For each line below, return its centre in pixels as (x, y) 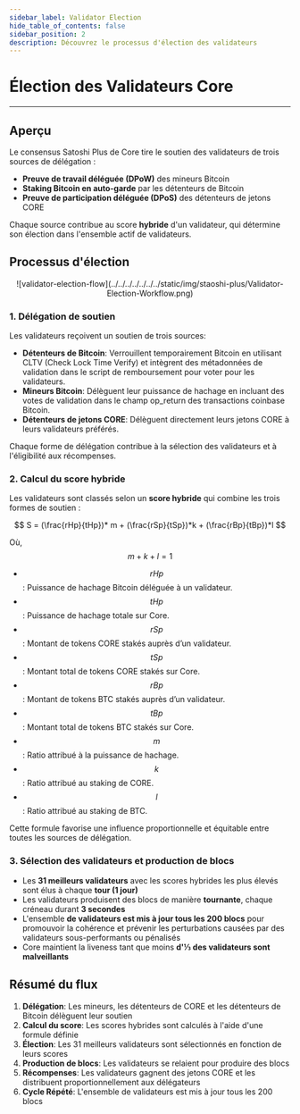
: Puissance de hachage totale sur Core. (96, 616)
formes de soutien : (45, 508)
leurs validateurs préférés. (70, 429)
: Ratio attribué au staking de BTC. (85, 811)
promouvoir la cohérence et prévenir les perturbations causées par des (153, 928)
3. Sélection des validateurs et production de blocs (122, 861)
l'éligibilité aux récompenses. (63, 456)
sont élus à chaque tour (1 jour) (80, 890)
